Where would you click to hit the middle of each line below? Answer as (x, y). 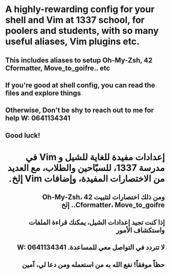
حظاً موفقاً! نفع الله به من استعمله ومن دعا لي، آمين (93, 265)
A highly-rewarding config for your (80, 9)
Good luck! (23, 135)
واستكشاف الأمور (140, 230)
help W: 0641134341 (38, 118)
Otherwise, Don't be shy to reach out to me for (80, 110)
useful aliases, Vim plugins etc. (73, 42)
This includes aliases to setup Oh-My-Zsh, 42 (79, 60)
